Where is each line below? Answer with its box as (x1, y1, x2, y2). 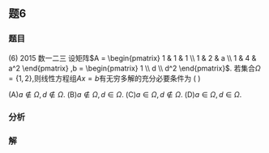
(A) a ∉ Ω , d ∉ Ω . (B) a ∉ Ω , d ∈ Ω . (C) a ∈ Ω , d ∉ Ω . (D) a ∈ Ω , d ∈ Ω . (8, 89, 242, 99)
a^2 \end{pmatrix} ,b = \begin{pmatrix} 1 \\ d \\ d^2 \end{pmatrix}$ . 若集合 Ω (8, 63, 261, 73)
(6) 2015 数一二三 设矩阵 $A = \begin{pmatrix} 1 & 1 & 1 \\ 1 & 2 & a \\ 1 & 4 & (8, 53, 257, 62)
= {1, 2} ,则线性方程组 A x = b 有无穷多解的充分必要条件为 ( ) (8, 73, 201, 83)
